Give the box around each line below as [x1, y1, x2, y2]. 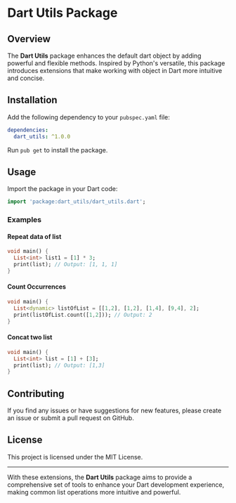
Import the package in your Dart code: [7, 185, 118, 193]
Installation [7, 94, 58, 106]
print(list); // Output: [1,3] [13, 362, 105, 369]
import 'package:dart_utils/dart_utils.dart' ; [7, 198, 146, 205]
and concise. [7, 74, 45, 82]
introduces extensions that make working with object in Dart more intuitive [7, 67, 223, 74]
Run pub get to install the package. [7, 145, 108, 154]
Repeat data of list [7, 232, 62, 240]
